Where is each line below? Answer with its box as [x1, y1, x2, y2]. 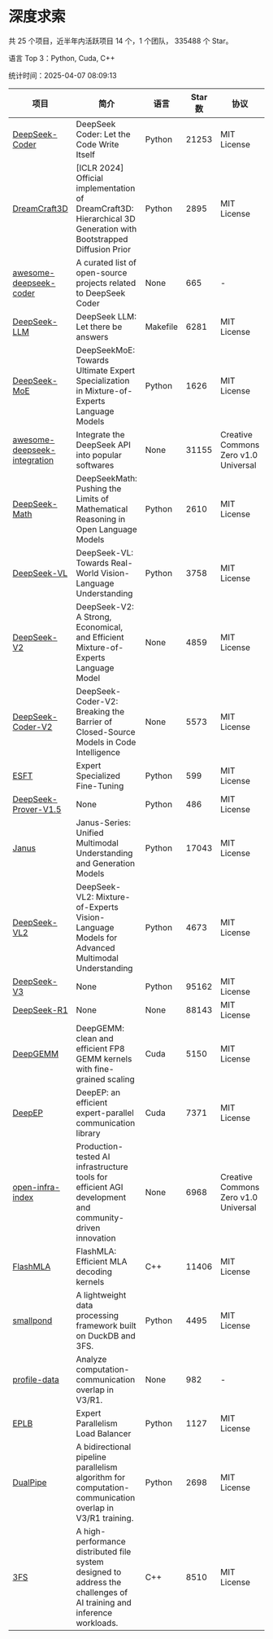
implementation [76, 182, 136, 194]
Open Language [76, 523, 138, 534]
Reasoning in [76, 513, 126, 525]
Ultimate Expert [76, 364, 136, 376]
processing [76, 1309, 119, 1320]
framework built [76, 1320, 136, 1331]
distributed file [76, 1545, 132, 1557]
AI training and [76, 1597, 132, 1608]
